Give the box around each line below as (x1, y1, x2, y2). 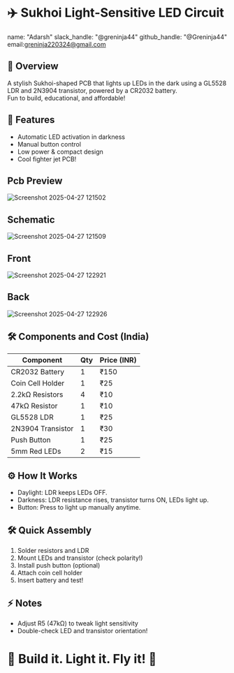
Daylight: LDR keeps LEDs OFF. (17, 489, 108, 497)
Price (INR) (99, 355, 138, 364)
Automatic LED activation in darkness (17, 133, 126, 141)
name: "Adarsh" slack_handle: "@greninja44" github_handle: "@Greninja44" (7, 32, 228, 41)
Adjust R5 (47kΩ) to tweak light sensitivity (17, 619, 138, 628)
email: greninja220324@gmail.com (7, 40, 106, 48)
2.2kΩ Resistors (10, 390, 64, 399)
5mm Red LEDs (10, 446, 61, 456)
